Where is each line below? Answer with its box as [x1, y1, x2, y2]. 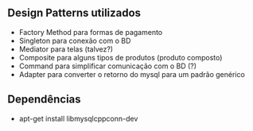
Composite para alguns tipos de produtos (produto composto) [18, 52, 223, 62]
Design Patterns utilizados [7, 6, 141, 20]
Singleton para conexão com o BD [18, 36, 131, 45]
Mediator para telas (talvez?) [18, 44, 113, 54]
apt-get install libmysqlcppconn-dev [18, 114, 138, 123]
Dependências [7, 93, 81, 106]
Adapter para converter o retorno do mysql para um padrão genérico [18, 69, 246, 79]
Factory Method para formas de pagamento [18, 27, 163, 37]
